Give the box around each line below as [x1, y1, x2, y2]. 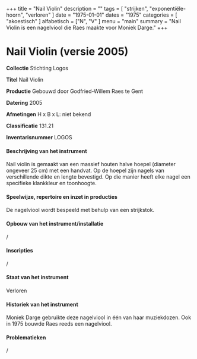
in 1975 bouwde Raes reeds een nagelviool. [6, 320, 112, 327]
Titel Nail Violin [6, 76, 43, 83]
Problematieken [6, 333, 46, 341]
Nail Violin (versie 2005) [6, 45, 129, 58]
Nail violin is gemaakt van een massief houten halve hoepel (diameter [6, 161, 176, 168]
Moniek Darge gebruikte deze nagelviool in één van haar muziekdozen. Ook [6, 314, 192, 321]
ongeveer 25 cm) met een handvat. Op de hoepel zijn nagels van [6, 167, 165, 174]
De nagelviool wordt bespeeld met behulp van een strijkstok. [6, 207, 155, 214]
